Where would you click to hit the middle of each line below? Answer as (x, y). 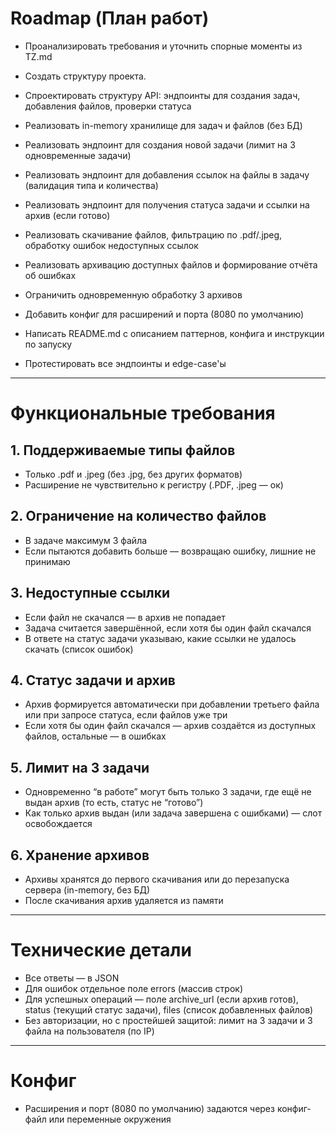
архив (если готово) (67, 215)
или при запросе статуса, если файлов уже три (126, 715)
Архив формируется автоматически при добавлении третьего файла (172, 704)
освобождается (58, 824)
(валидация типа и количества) (91, 185)
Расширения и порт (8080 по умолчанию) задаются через (149, 1108)
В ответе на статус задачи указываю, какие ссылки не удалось (160, 638)
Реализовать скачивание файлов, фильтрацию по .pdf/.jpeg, (153, 234)
